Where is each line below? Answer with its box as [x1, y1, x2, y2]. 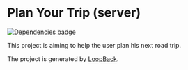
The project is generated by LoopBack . [7, 54, 119, 63]
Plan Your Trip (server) [7, 5, 141, 21]
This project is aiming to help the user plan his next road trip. [7, 41, 182, 49]
